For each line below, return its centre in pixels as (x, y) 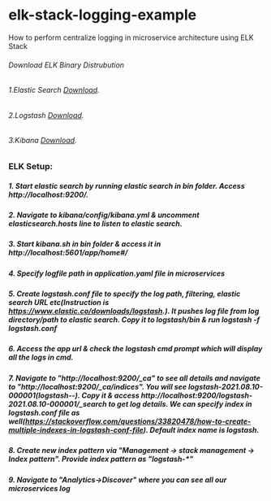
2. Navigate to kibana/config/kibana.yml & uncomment (104, 215)
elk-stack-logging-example (103, 15)
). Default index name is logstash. (201, 429)
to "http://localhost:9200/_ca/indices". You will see (98, 386)
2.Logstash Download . (46, 115)
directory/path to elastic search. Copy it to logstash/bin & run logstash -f (134, 320)
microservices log (39, 488)
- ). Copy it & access (105, 395)
